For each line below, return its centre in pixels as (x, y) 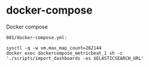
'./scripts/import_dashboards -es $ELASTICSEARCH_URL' (75, 58)
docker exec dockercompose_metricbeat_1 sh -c (64, 53)
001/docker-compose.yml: (37, 37)
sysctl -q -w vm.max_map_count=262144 (54, 48)
